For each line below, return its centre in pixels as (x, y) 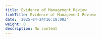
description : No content (31, 29)
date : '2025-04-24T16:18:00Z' (37, 19)
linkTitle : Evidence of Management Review (50, 15)
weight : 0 (16, 24)
